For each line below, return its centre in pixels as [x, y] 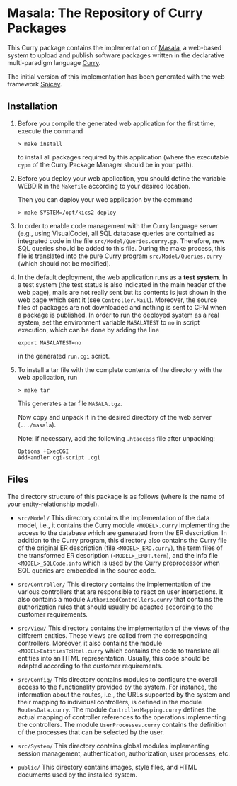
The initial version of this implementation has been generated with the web [116, 77]
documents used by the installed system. [77, 775]
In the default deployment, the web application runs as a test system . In [122, 277]
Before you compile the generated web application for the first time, [116, 123]
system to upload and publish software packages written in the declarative [116, 55]
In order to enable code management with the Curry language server [118, 225]
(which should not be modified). [64, 263]
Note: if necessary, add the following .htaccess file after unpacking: [116, 438]
